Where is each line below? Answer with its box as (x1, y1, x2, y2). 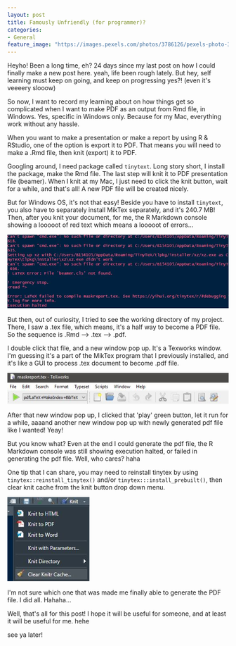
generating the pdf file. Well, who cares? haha (7, 454, 140, 463)
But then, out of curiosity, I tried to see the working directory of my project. (7, 316, 225, 324)
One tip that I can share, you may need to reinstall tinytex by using (7, 468, 199, 477)
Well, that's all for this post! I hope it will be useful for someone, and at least (7, 609, 226, 618)
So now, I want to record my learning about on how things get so (7, 97, 195, 106)
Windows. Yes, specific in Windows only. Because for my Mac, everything (7, 113, 221, 121)
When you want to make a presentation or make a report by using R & (7, 134, 209, 142)
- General (7, 34, 37, 41)
